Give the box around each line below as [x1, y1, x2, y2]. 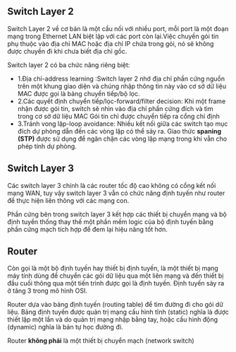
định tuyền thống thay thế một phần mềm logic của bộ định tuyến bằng [7, 217, 213, 225]
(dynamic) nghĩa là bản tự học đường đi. [7, 323, 123, 332]
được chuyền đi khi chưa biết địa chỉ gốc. [7, 47, 128, 55]
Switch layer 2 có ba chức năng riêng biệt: [7, 60, 130, 69]
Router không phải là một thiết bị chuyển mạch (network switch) [7, 336, 195, 345]
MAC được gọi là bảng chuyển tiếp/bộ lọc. [17, 89, 140, 98]
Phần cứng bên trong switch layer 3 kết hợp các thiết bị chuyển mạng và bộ [7, 210, 227, 218]
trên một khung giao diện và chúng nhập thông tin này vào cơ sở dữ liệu [17, 81, 227, 90]
